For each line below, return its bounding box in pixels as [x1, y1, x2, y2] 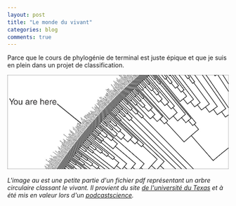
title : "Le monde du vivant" [7, 18, 93, 26]
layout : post [7, 11, 46, 18]
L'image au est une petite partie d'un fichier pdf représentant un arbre [7, 176, 211, 185]
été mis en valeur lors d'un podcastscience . [7, 191, 134, 200]
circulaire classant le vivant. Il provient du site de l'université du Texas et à [7, 184, 223, 192]
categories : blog [7, 26, 58, 33]
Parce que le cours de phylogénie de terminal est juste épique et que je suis [7, 53, 227, 62]
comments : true [7, 34, 52, 41]
